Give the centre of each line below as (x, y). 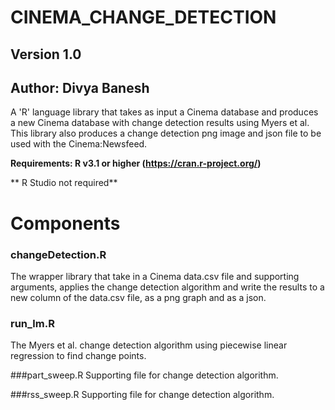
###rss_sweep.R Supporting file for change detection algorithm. (142, 395)
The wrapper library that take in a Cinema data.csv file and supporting (155, 276)
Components (65, 223)
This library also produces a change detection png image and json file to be (166, 133)
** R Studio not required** (64, 183)
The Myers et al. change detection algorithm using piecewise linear (149, 345)
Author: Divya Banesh (80, 87)
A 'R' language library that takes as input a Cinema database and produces (164, 112)
